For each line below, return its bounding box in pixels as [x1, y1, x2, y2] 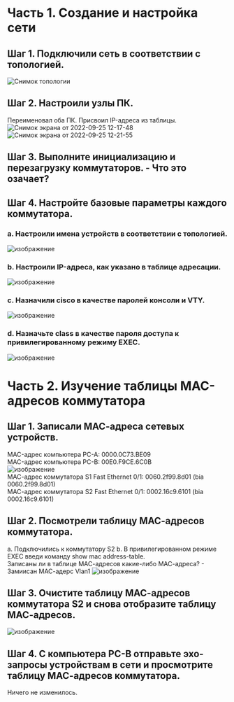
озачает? [7, 173, 50, 185]
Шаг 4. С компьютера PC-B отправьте [7, 647, 182, 659]
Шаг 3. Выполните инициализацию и [7, 151, 176, 163]
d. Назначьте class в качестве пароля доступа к [7, 329, 180, 339]
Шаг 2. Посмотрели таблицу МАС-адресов [7, 515, 205, 527]
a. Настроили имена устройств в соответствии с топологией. [7, 229, 228, 239]
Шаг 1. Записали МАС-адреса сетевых [7, 421, 185, 433]
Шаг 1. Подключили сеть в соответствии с [7, 48, 201, 59]
